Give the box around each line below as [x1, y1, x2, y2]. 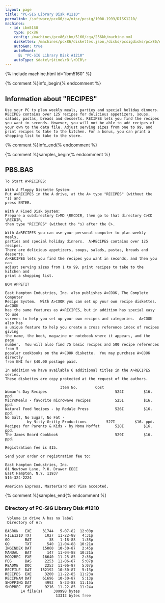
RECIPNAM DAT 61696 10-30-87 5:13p [5, 576, 93, 581]
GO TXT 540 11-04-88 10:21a [5, 542, 93, 547]
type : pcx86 [14, 30, 38, 35]
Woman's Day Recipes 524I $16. [5, 389, 153, 394]
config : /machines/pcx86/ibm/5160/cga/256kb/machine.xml [14, 35, 133, 40]
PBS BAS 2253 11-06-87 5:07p [5, 559, 93, 564]
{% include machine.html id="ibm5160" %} [5, 71, 92, 77]
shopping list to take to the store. [5, 134, 82, 138]
